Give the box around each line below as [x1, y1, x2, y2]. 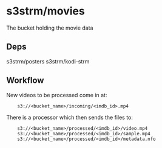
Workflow [6, 76, 44, 86]
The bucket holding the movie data [6, 24, 93, 31]
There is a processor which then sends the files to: [6, 114, 133, 121]
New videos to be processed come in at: [6, 91, 107, 98]
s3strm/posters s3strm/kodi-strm [6, 57, 90, 65]
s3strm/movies [6, 4, 85, 18]
